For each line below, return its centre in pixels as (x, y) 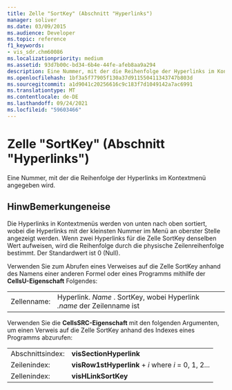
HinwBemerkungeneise (59, 207)
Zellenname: (30, 301)
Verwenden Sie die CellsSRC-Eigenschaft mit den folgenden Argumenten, (113, 322)
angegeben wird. (31, 185)
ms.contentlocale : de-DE (43, 97)
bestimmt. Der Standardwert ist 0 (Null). (64, 253)
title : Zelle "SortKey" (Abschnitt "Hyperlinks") (80, 13)
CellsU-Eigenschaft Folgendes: (52, 281)
